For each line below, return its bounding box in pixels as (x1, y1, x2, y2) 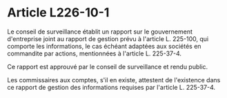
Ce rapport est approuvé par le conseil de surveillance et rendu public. (7, 62, 208, 71)
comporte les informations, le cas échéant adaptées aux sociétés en (7, 42, 201, 50)
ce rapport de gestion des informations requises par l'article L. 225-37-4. (7, 83, 216, 91)
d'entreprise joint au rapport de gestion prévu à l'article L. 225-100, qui (7, 34, 209, 42)
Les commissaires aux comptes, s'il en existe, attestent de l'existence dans (7, 75, 221, 84)
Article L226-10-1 (7, 5, 110, 21)
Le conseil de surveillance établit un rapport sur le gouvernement (7, 27, 193, 36)
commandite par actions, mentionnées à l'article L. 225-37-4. (7, 49, 181, 58)
